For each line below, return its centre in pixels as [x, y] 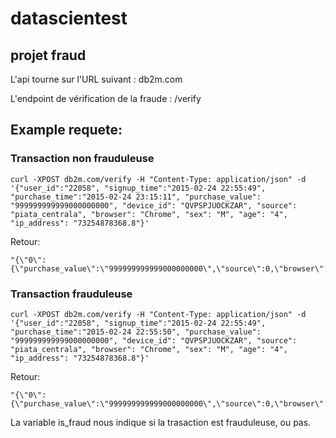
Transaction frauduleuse [71, 294]
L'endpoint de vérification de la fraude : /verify [106, 98]
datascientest [69, 18]
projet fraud [48, 55]
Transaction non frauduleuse [82, 159]
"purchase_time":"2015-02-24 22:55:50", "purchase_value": [136, 332]
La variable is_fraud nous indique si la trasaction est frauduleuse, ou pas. [161, 422]
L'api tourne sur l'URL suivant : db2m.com [96, 79]
